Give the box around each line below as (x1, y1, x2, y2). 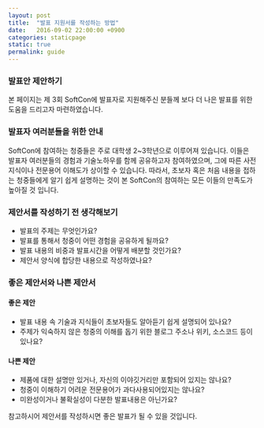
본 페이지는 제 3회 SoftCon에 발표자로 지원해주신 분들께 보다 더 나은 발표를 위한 (8, 95, 253, 105)
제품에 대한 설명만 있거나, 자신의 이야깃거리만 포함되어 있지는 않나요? (19, 375, 232, 385)
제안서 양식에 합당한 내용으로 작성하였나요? (19, 255, 152, 264)
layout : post (8, 11, 51, 20)
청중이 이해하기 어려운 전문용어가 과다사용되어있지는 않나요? (19, 385, 205, 394)
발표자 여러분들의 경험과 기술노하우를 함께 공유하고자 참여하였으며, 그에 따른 (8, 155, 242, 165)
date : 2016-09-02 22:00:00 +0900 (8, 26, 125, 34)
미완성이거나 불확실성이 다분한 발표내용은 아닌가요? (19, 395, 177, 404)
